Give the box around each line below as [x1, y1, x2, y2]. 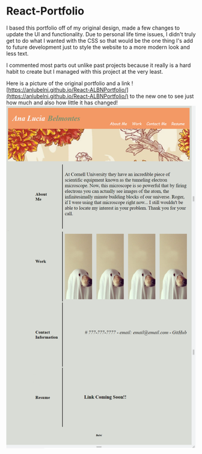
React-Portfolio [6, 4, 85, 18]
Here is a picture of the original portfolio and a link [6, 80, 130, 87]
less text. [6, 50, 29, 57]
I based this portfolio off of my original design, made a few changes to [6, 24, 180, 31]
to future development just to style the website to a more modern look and [6, 43, 191, 51]
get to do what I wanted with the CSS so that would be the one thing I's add [6, 37, 194, 44]
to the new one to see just [129, 92, 194, 100]
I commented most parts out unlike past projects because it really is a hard [6, 62, 191, 69]
